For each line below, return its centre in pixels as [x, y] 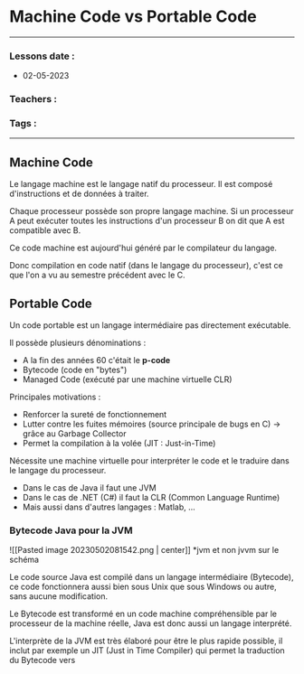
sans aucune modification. [59, 596]
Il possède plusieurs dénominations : [78, 343]
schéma [24, 560]
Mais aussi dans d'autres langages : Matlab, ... [109, 507]
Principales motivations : [55, 397]
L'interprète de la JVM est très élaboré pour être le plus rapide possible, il [146, 641]
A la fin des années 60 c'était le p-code [96, 360]
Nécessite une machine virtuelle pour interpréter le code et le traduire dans [149, 461]
